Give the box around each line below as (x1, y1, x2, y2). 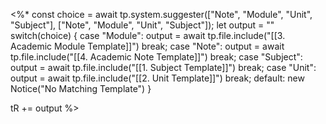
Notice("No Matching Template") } (10, 83, 152, 94)
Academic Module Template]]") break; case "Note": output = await (10, 40, 285, 52)
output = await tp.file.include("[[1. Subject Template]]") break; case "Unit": (10, 62, 317, 73)
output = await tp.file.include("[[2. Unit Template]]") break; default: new (10, 72, 305, 84)
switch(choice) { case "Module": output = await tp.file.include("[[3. (10, 30, 286, 41)
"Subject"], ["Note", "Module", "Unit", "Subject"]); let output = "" (10, 19, 275, 31)
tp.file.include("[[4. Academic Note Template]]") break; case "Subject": (10, 51, 303, 63)
